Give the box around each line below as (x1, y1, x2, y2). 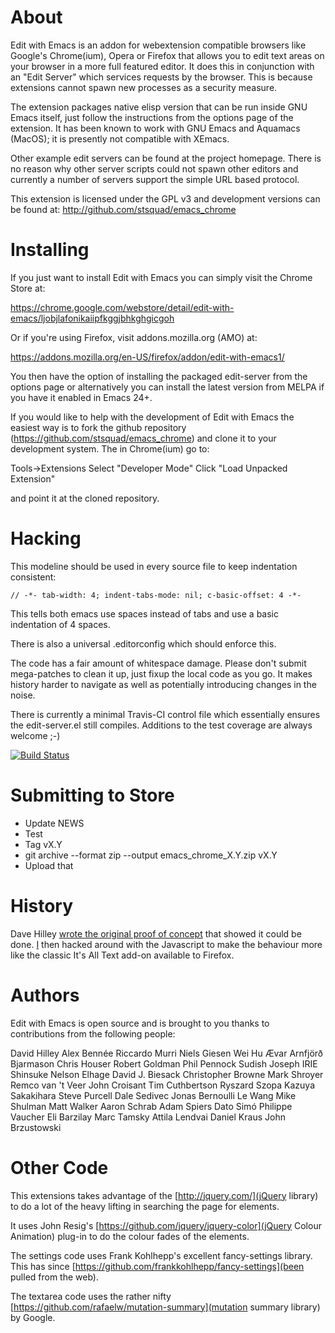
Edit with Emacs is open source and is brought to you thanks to (10, 1017, 270, 1029)
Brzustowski (10, 1121, 62, 1133)
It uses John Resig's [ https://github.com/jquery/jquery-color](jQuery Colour (10, 1219, 322, 1231)
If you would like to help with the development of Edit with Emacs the (10, 411, 295, 423)
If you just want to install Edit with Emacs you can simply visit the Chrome (10, 271, 313, 283)
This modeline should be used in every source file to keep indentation (10, 560, 298, 572)
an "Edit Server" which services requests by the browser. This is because (10, 71, 313, 83)
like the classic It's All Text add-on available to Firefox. (10, 949, 235, 961)
